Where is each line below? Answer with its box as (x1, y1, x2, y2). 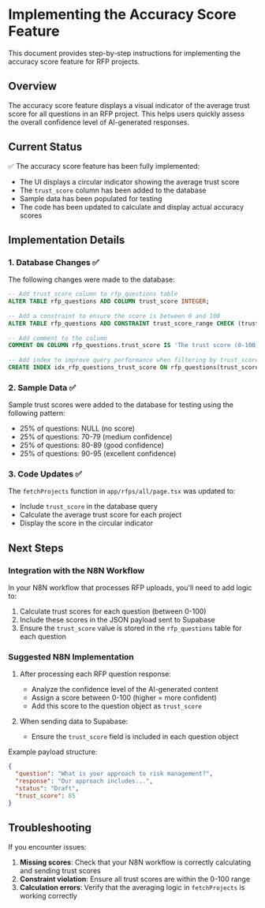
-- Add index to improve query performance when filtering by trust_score (8, 357, 259, 364)
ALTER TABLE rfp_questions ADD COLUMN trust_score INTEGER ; (8, 297, 211, 305)
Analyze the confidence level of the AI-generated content (31, 685, 218, 694)
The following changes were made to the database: (8, 275, 175, 285)
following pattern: (8, 409, 65, 418)
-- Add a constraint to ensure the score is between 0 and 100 (8, 312, 221, 320)
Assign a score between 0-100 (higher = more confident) (31, 693, 217, 703)
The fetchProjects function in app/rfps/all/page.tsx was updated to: (8, 487, 236, 496)
